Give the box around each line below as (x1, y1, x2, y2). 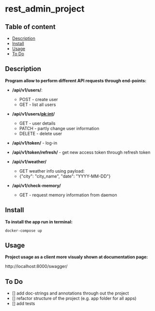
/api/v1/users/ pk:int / (12, 111, 55, 117)
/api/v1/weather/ (12, 159, 47, 164)
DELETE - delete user (19, 131, 62, 136)
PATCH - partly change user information (19, 125, 99, 131)
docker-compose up (5, 228, 42, 233)
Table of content (5, 23, 56, 31)
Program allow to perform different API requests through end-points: (5, 77, 147, 83)
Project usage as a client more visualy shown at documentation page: (5, 254, 148, 260)
